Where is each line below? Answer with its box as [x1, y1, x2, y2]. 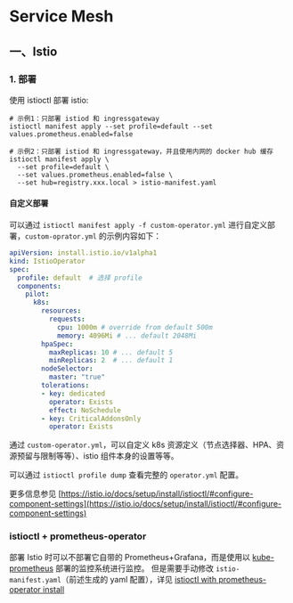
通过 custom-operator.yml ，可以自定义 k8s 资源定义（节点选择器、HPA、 [9, 439, 277, 451]
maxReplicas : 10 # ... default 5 [48, 347, 174, 357]
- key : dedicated [41, 389, 105, 398]
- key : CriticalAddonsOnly [41, 414, 142, 423]
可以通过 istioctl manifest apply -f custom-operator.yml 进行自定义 [9, 220, 268, 231]
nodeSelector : [41, 364, 94, 373]
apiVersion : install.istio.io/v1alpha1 [9, 249, 158, 257]
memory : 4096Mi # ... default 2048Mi [56, 331, 198, 340]
